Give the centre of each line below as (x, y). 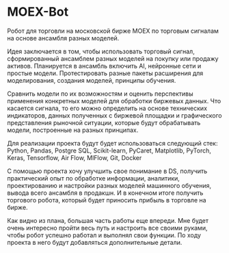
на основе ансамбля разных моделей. (63, 38)
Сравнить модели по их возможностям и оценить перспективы (100, 94)
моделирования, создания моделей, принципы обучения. (92, 80)
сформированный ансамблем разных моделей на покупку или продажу (113, 58)
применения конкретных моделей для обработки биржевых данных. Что (114, 101)
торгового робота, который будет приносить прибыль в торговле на (107, 200)
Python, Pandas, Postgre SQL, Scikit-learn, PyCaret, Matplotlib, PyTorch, (109, 150)
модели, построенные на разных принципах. (73, 130)
